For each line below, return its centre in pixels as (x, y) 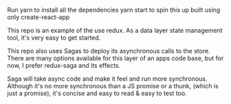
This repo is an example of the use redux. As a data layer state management (115, 30)
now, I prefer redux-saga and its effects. (64, 65)
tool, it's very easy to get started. (54, 38)
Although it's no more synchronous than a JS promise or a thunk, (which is (113, 86)
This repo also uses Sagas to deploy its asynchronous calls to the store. (109, 51)
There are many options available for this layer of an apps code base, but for (115, 58)
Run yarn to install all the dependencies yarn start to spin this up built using (114, 10)
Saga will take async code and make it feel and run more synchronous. (107, 79)
